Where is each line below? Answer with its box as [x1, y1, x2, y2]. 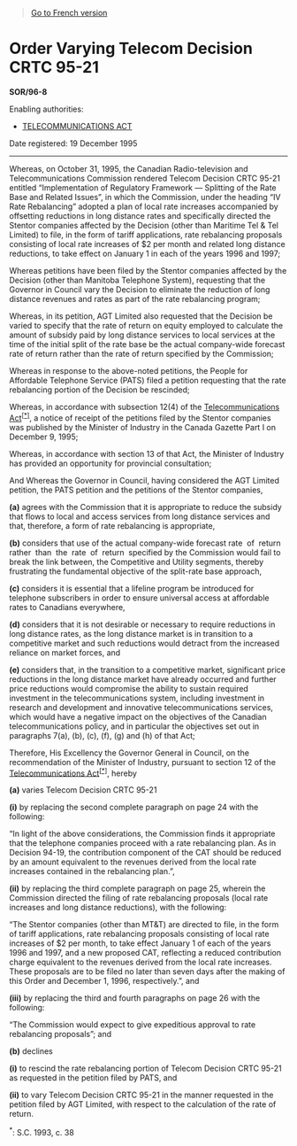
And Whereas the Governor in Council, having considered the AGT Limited [9, 475, 280, 485]
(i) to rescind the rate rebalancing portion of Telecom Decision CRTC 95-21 [9, 1063, 282, 1074]
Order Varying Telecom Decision [9, 39, 254, 58]
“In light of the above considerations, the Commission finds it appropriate [9, 828, 276, 840]
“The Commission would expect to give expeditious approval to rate [9, 1019, 256, 1030]
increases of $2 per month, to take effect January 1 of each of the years [9, 938, 271, 949]
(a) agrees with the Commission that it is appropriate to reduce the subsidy [9, 501, 283, 512]
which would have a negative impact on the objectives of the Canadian [9, 711, 267, 722]
